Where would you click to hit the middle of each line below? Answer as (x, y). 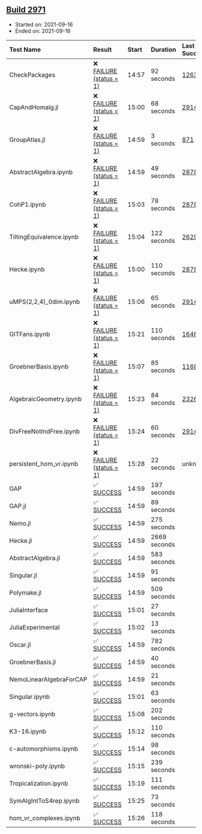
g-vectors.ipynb (32, 714)
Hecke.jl (21, 540)
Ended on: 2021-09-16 (43, 31)
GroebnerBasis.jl (32, 662)
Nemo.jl (20, 523)
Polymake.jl (26, 592)
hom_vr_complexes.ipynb (45, 818)
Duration (163, 49)
